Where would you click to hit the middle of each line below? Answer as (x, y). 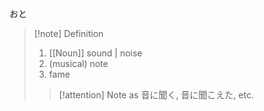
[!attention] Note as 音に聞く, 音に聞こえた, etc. (156, 95)
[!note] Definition (68, 33)
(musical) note (78, 63)
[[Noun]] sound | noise (95, 53)
